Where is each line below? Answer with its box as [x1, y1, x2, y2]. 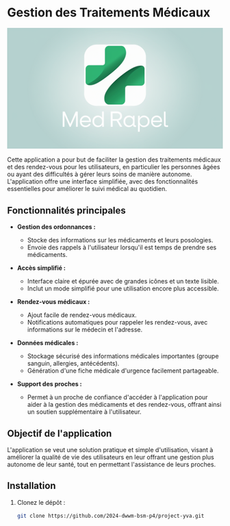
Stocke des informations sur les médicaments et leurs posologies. [27, 236, 214, 245]
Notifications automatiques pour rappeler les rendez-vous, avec [27, 318, 208, 327]
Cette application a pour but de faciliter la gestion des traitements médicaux [7, 155, 221, 164]
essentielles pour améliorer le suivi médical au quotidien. [7, 185, 168, 193]
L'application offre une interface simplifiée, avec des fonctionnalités [7, 177, 199, 186]
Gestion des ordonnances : [16, 223, 96, 231]
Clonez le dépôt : [16, 498, 66, 506]
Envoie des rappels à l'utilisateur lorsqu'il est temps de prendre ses [27, 243, 217, 251]
